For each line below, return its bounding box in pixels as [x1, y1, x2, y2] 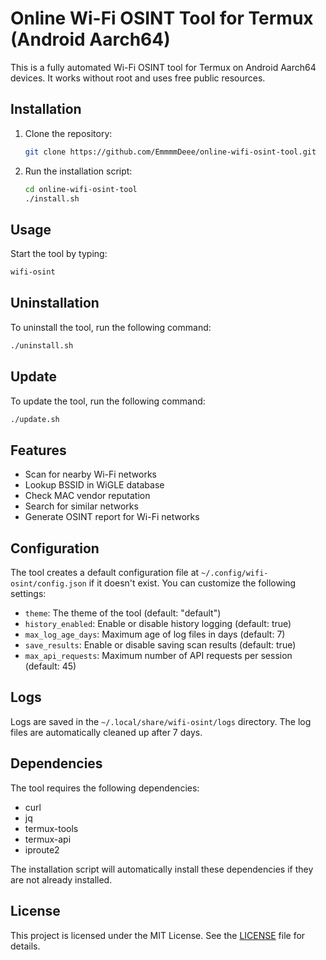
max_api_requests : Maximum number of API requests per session [24, 650, 293, 662]
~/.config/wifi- [201, 568, 269, 579]
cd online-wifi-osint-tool [24, 184, 138, 194]
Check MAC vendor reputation [24, 490, 151, 502]
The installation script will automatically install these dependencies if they [10, 863, 314, 875]
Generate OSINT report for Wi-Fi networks [24, 511, 200, 523]
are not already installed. [10, 873, 113, 886]
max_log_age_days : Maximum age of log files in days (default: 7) [24, 628, 286, 641]
